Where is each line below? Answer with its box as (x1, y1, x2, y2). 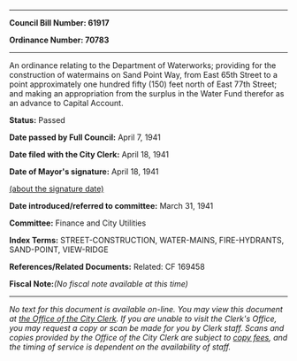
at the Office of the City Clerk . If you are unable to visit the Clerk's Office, (9, 313, 278, 324)
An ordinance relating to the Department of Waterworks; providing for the (9, 60, 277, 71)
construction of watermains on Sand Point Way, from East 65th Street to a (9, 70, 278, 80)
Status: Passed (9, 115, 66, 125)
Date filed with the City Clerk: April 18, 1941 (9, 150, 170, 159)
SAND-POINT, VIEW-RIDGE (9, 244, 109, 255)
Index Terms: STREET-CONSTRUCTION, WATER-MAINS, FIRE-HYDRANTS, (9, 235, 285, 245)
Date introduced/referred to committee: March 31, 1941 (9, 201, 214, 211)
